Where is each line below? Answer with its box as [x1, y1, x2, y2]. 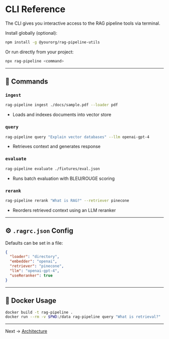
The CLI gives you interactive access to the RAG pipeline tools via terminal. [5, 20, 160, 26]
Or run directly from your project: [5, 49, 74, 55]
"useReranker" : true [10, 273, 53, 278]
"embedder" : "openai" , [10, 259, 57, 264]
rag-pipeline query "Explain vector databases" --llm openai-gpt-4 [5, 134, 150, 140]
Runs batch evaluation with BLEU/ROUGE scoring [12, 175, 115, 181]
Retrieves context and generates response [12, 144, 101, 150]
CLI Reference [5, 4, 65, 15]
